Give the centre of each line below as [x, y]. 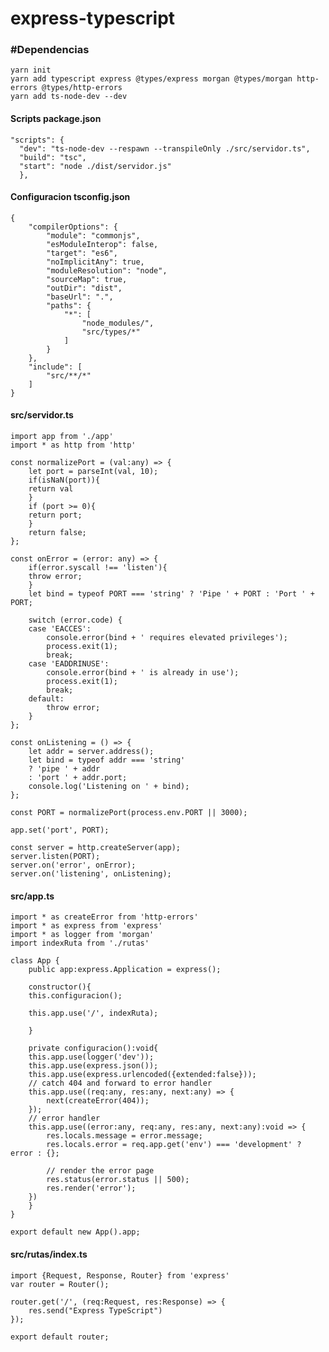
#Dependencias [50, 50]
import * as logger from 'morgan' [82, 935]
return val [51, 489]
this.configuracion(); [75, 996]
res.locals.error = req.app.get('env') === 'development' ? [174, 1145]
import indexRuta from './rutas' [80, 943]
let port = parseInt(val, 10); [93, 472]
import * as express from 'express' [86, 926]
